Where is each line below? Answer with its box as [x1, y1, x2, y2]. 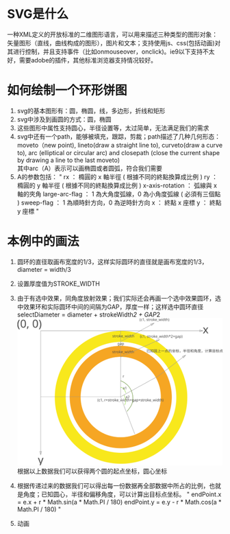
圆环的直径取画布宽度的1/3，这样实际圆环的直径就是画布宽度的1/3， [16, 257, 208, 266]
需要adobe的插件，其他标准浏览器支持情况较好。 [18, 56, 157, 64]
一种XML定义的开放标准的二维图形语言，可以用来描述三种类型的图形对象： [7, 30, 218, 38]
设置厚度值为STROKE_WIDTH [16, 279, 101, 288]
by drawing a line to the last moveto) [16, 156, 120, 164]
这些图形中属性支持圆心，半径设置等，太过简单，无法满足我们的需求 [16, 124, 209, 132]
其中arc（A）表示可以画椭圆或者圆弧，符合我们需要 [16, 164, 163, 172]
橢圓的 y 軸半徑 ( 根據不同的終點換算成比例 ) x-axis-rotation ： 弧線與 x [16, 181, 218, 189]
